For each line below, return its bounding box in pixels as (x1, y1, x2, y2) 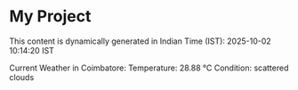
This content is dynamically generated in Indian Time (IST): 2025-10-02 (9, 36, 271, 46)
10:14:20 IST (9, 45, 55, 55)
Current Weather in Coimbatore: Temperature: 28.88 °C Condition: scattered (9, 62, 289, 73)
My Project (9, 6, 92, 27)
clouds (9, 71, 35, 82)
